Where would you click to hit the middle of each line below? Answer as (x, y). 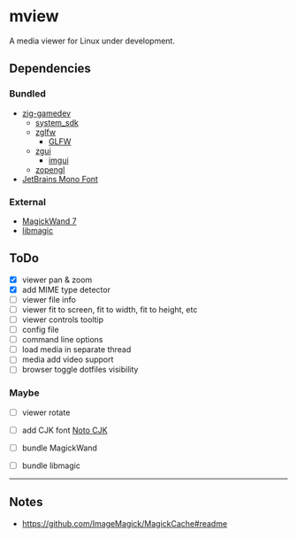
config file (40, 330)
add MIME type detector (66, 289)
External (28, 202)
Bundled (27, 94)
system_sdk (57, 122)
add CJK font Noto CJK (65, 430)
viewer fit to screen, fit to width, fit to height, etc (110, 309)
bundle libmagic (51, 465)
